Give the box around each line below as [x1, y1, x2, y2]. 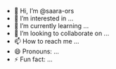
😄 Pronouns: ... [13, 47, 60, 56]
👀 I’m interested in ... [13, 14, 74, 23]
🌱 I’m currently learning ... [13, 22, 89, 30]
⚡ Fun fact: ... [13, 55, 53, 63]
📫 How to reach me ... [13, 37, 79, 45]
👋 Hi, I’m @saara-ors [13, 7, 75, 15]
